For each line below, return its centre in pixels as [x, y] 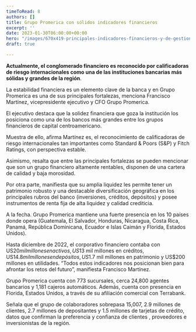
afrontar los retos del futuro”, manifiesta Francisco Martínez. [78, 269]
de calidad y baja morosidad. [41, 173]
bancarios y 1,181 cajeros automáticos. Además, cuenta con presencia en [94, 286]
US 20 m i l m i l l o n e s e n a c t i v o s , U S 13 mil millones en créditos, [75, 250]
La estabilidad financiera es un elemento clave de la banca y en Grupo [90, 89]
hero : [13, 39]
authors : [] [20, 17]
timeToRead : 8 [23, 11]
